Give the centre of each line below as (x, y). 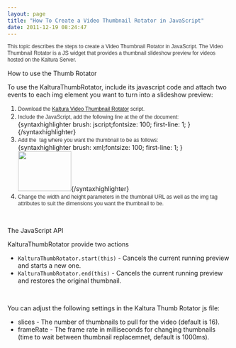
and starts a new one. (49, 266)
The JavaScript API (35, 231)
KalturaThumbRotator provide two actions (68, 244)
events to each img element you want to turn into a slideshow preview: (111, 95)
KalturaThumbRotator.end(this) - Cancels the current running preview (120, 273)
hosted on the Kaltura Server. (42, 60)
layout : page (27, 14)
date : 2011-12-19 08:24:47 (47, 27)
